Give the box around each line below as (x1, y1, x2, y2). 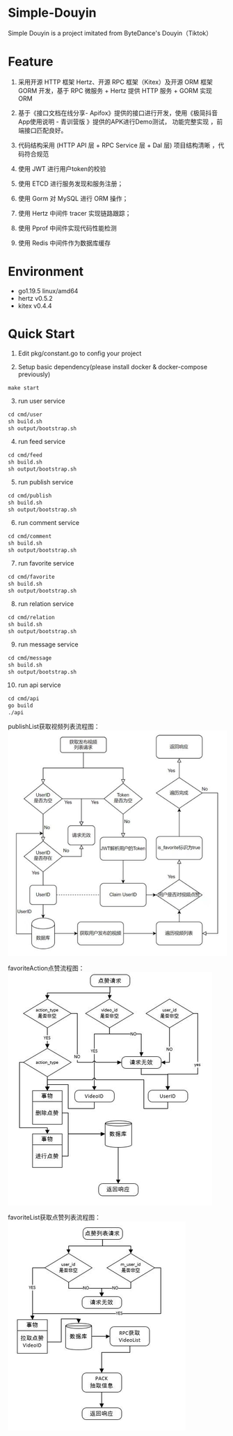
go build (8, 702, 33, 709)
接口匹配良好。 (24, 126, 67, 134)
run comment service (17, 518, 79, 526)
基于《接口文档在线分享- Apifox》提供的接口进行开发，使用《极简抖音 (17, 108, 218, 117)
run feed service (17, 437, 65, 445)
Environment (8, 264, 84, 280)
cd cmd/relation (8, 614, 55, 621)
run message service (17, 640, 79, 649)
